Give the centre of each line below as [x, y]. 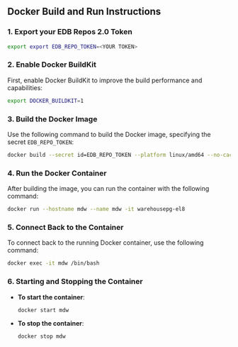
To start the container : [51, 297]
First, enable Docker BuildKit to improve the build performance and [105, 80]
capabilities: [25, 87]
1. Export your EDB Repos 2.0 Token [70, 32]
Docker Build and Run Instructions [84, 12]
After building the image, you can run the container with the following [108, 189]
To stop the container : [51, 324]
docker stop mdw [41, 336]
